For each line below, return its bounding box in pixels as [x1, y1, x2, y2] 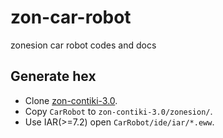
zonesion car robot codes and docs [10, 39, 157, 51]
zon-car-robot [10, 6, 132, 29]
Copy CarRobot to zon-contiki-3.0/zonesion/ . [24, 105, 213, 117]
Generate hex [10, 68, 97, 85]
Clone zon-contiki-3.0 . [24, 94, 118, 106]
